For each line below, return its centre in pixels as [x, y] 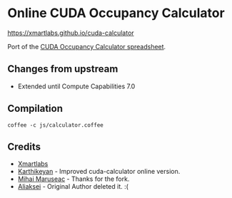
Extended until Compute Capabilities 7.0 [76, 86]
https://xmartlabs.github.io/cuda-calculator [71, 33]
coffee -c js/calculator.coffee [55, 125]
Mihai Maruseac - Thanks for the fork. [74, 179]
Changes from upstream [63, 69]
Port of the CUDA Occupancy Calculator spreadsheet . [87, 46]
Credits [24, 146]
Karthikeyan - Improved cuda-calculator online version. [99, 172]
